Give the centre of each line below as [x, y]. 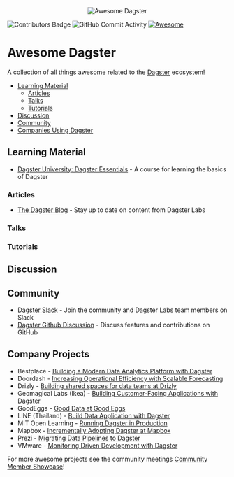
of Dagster [33, 176]
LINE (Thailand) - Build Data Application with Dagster [94, 415]
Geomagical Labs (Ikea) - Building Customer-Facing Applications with [118, 393]
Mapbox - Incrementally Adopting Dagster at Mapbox [94, 430]
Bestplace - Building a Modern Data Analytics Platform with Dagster [115, 371]
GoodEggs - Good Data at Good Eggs [71, 408]
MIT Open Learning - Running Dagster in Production [92, 423]
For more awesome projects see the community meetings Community [108, 459]
